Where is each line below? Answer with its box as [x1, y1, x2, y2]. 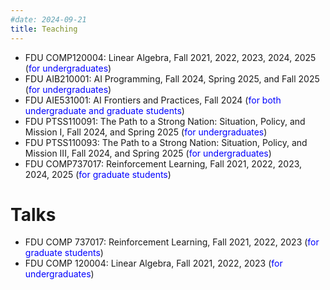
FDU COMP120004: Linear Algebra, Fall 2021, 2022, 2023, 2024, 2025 [24, 51, 317, 63]
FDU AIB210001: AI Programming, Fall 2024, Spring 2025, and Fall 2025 [24, 72, 320, 85]
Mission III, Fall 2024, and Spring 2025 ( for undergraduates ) [24, 147, 272, 159]
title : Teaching [10, 24, 78, 34]
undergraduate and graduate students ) [24, 104, 185, 116]
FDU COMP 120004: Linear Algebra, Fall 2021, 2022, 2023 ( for [24, 257, 283, 270]
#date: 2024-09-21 [10, 14, 87, 25]
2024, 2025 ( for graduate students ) [24, 168, 172, 180]
